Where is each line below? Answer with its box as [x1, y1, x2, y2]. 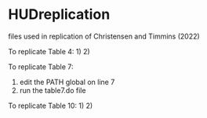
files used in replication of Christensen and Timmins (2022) [8, 31, 200, 41]
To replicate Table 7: [8, 61, 74, 72]
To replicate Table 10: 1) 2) [8, 101, 93, 110]
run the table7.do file [19, 85, 86, 95]
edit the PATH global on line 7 [19, 77, 115, 87]
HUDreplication [8, 6, 111, 24]
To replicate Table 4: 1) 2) [8, 46, 90, 56]
